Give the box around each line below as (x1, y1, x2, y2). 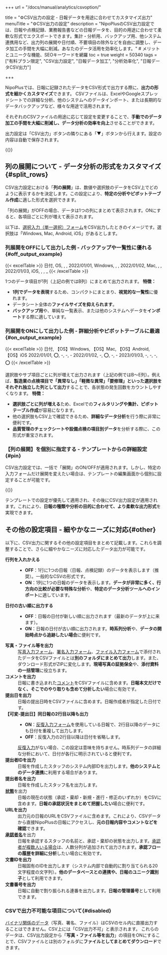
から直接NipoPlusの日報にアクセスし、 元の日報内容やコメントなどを (17, 819, 158, 825)
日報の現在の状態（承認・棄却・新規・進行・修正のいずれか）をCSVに (17, 794, 162, 800)
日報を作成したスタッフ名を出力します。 (17, 782, 100, 788)
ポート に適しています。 (24, 592, 73, 598)
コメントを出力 (5, 673, 36, 679)
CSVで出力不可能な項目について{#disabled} (5, 907, 112, 914)
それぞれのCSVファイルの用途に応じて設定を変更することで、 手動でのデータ (5, 114, 162, 119)
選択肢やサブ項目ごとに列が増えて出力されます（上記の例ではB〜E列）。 (5, 372, 152, 378)
